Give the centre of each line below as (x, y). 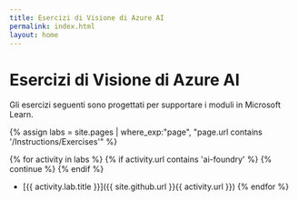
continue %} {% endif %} (57, 169)
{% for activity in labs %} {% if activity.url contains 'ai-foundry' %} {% (141, 159)
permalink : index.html (52, 26)
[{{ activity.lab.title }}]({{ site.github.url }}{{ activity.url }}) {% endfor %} (156, 186)
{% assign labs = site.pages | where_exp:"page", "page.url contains (136, 132)
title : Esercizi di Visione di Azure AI (87, 18)
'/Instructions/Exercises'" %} (64, 142)
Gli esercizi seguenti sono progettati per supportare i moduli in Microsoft (145, 105)
